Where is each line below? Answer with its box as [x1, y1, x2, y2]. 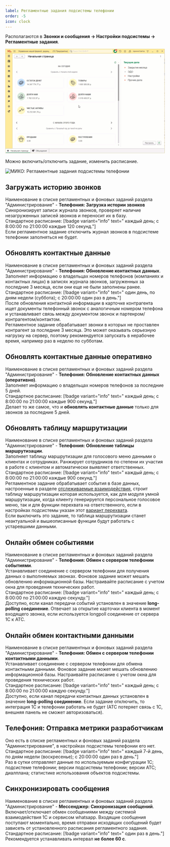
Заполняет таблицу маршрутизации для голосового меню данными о [5, 453, 156, 459]
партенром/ [119, 311, 145, 317]
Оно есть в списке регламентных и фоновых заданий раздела [5, 737, 140, 743]
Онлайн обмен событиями [5, 538, 94, 547]
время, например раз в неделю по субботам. [5, 337, 104, 344]
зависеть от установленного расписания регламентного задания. [5, 825, 148, 831]
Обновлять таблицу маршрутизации [5, 424, 127, 432]
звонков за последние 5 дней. [5, 409, 71, 415]
